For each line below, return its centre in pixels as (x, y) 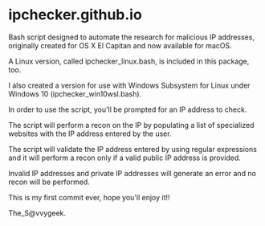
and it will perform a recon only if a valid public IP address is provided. (124, 158)
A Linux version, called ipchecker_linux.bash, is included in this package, (129, 61)
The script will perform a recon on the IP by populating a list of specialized (131, 125)
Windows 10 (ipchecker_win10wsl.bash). (75, 93)
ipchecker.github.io (75, 15)
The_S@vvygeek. (37, 213)
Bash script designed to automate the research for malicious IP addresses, (132, 37)
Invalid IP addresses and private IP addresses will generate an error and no (132, 173)
